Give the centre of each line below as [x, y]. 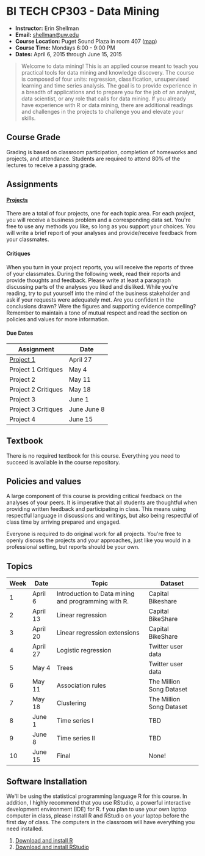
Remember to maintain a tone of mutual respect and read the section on [97, 313]
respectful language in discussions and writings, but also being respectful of [102, 516]
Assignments [32, 184]
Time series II [76, 739]
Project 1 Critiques [36, 370]
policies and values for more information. [58, 319]
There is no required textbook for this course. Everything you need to [93, 456]
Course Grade [34, 137]
